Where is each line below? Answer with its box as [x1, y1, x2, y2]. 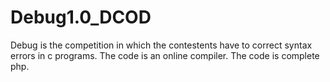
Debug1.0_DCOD [10, 6, 152, 29]
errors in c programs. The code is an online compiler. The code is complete [10, 49, 320, 61]
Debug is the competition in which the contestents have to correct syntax [10, 39, 313, 51]
